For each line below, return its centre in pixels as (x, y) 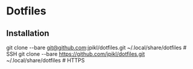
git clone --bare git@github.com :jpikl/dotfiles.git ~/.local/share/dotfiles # (96, 47)
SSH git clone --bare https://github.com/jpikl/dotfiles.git (76, 54)
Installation (28, 33)
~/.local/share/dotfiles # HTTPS (46, 60)
